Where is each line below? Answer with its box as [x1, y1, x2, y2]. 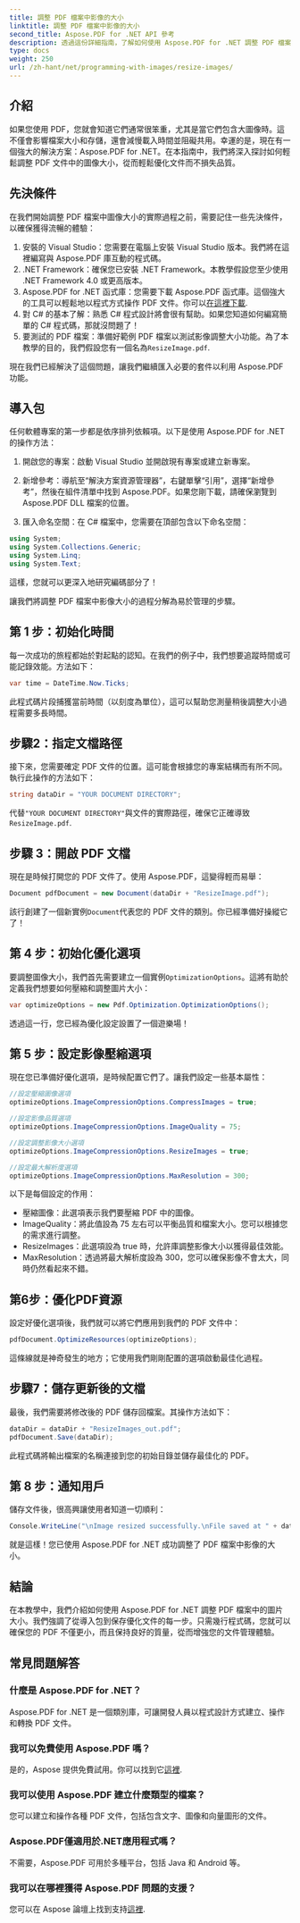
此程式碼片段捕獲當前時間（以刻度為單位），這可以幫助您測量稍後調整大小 [9, 696, 279, 707]
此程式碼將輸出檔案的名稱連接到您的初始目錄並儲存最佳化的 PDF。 [9, 1449, 254, 1461]
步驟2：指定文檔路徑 [9, 735, 123, 751]
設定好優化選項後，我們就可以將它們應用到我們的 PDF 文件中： [9, 1317, 241, 1328]
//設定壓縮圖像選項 [9, 1089, 71, 1099]
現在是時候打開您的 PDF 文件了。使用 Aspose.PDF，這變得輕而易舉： [9, 871, 265, 881]
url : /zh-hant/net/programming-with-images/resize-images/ [9, 63, 234, 72]
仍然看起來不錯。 [29, 1264, 94, 1274]
